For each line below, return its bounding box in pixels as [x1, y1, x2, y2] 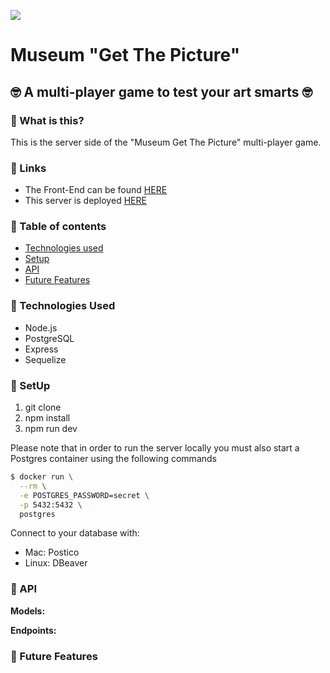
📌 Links [10, 161, 47, 175]
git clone [24, 401, 62, 414]
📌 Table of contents [10, 220, 107, 234]
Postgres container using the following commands [10, 453, 217, 465]
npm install [24, 412, 71, 424]
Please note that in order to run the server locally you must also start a [10, 442, 300, 454]
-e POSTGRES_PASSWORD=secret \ [19, 490, 150, 500]
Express [24, 343, 59, 355]
